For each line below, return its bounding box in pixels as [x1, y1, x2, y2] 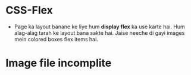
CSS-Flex [5, 4, 53, 17]
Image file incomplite [5, 57, 112, 70]
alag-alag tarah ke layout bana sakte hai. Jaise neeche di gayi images [14, 29, 185, 36]
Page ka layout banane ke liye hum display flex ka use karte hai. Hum [14, 23, 185, 30]
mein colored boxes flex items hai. [14, 35, 99, 43]
